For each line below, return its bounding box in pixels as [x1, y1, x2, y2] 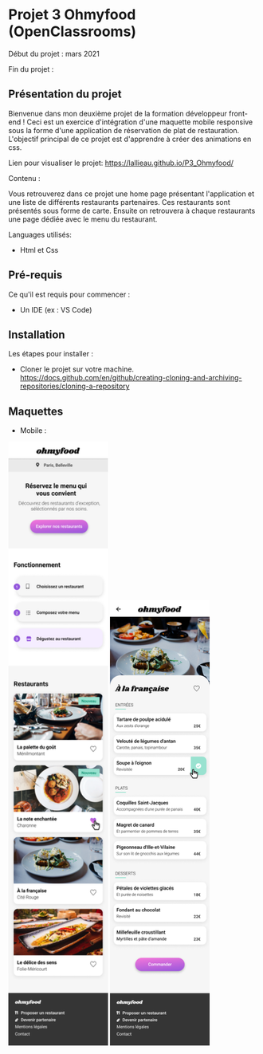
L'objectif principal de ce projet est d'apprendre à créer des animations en [8, 134, 252, 144]
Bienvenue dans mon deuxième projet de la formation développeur [8, 108, 227, 118]
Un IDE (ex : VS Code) [19, 305, 92, 314]
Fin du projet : [8, 64, 54, 73]
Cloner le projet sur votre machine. [19, 364, 134, 374]
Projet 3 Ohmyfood [8, 6, 136, 24]
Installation [8, 328, 65, 341]
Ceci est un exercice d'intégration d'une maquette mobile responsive [26, 117, 253, 127]
